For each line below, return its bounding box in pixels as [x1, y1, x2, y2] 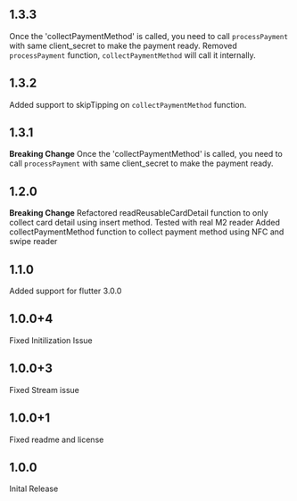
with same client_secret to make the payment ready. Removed [9, 40, 238, 51]
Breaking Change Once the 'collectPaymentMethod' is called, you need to [9, 149, 283, 160]
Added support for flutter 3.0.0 [9, 285, 122, 297]
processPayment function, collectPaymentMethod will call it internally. [9, 49, 256, 61]
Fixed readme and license [9, 434, 104, 445]
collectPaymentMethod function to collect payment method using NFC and [9, 226, 285, 237]
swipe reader [9, 236, 58, 247]
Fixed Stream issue [9, 384, 80, 395]
